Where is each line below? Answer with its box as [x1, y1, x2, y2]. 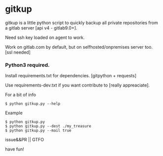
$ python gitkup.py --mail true [5, 128, 71, 133]
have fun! [5, 146, 25, 152]
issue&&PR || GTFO [5, 137, 44, 143]
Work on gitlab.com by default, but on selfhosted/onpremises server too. [5, 44, 153, 50]
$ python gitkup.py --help [5, 101, 61, 106]
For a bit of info [5, 92, 36, 98]
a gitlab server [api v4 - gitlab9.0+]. [5, 25, 77, 31]
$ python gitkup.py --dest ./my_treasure [5, 124, 92, 129]
